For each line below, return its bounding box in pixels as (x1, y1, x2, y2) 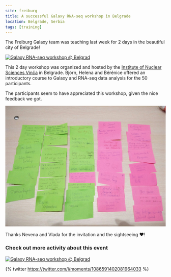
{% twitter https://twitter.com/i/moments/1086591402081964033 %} (5, 266, 149, 272)
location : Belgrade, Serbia (5, 19, 65, 24)
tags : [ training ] (5, 24, 42, 30)
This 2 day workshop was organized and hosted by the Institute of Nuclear (5, 64, 162, 70)
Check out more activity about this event (5, 244, 108, 251)
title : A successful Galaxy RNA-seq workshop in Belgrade (5, 13, 131, 19)
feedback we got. (5, 96, 42, 102)
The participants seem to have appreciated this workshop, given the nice (5, 90, 159, 96)
